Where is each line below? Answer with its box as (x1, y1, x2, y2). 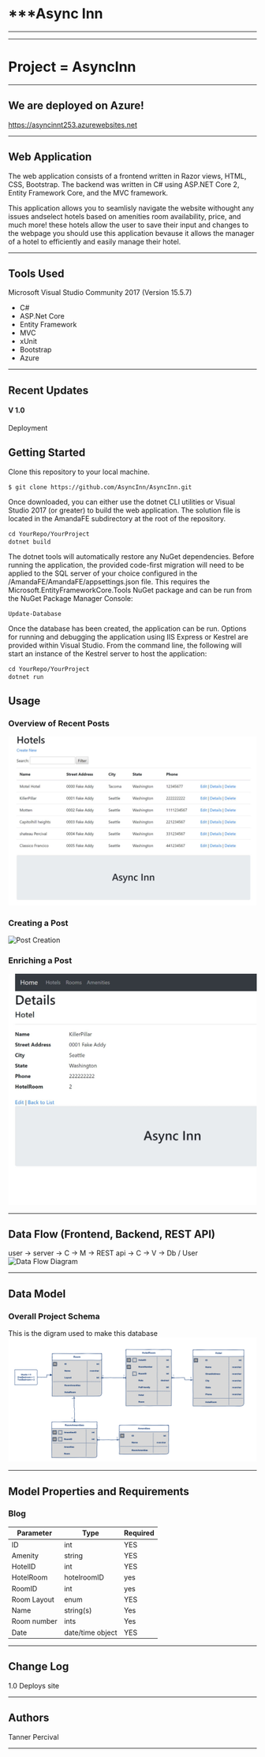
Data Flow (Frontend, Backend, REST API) (8, 1228, 215, 1240)
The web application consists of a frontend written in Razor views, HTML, (8, 171, 247, 181)
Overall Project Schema (8, 1311, 100, 1322)
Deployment (8, 423, 48, 432)
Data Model (8, 1287, 66, 1300)
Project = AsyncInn (8, 58, 136, 76)
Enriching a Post (8, 955, 73, 966)
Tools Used (8, 267, 65, 280)
